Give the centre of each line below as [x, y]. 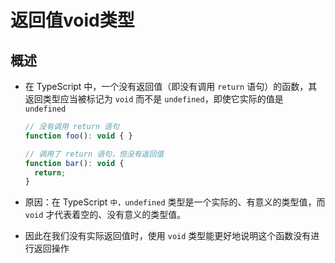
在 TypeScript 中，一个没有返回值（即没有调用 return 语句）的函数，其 [171, 86]
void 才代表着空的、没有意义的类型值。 [105, 215]
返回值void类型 [72, 20]
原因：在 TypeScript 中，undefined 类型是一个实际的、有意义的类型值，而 [175, 202]
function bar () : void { [74, 163]
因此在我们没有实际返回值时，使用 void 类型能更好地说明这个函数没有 [168, 236]
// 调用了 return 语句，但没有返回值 [94, 154]
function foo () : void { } [78, 136]
